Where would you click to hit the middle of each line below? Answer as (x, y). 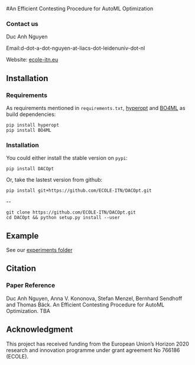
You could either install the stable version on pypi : (67, 158)
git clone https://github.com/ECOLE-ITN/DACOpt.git (71, 212)
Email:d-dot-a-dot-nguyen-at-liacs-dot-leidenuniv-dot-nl (76, 48)
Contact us (22, 24)
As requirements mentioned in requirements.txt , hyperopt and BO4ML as (96, 108)
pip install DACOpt (30, 169)
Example (22, 236)
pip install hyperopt (33, 125)
